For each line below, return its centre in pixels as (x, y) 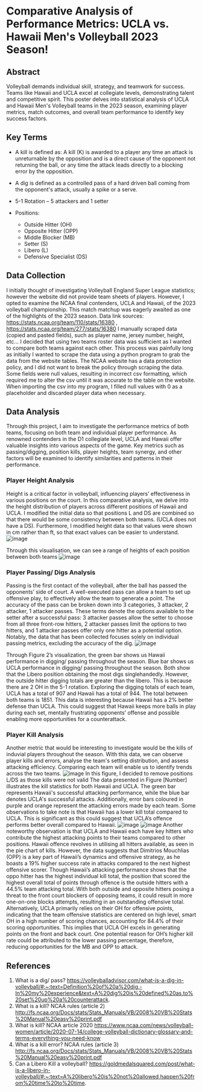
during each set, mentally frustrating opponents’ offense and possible (93, 713)
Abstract (23, 72)
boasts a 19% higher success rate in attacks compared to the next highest (98, 863)
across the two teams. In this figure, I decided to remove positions (99, 774)
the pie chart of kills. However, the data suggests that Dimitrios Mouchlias (98, 850)
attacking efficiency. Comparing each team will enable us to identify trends (99, 767)
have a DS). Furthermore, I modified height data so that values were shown (99, 525)
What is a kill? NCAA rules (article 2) (60, 1006)
